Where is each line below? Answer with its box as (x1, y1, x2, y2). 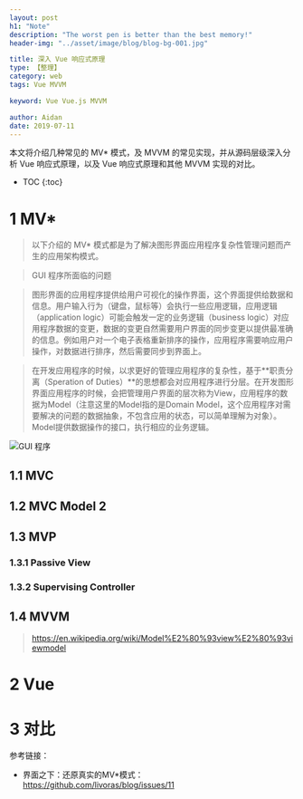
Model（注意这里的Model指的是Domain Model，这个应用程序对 (47, 399, 283, 410)
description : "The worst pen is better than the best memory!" (9, 30, 253, 39)
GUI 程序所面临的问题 (31, 270, 112, 281)
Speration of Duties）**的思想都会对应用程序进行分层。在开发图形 (47, 377, 294, 388)
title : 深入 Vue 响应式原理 (9, 55, 106, 64)
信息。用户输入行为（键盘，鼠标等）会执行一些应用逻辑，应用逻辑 (31, 301, 278, 312)
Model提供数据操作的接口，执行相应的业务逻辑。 (31, 422, 214, 433)
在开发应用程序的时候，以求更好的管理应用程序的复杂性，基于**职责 (31, 365, 286, 376)
